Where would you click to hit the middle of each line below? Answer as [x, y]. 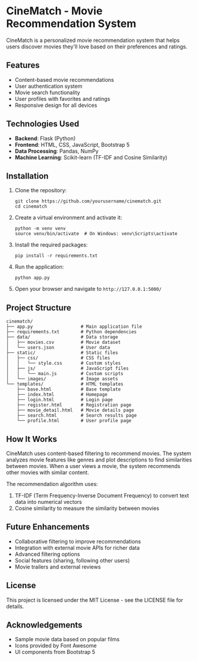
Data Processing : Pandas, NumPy [57, 151]
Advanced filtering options [47, 554]
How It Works [32, 439]
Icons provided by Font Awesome [56, 645]
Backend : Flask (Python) [45, 138]
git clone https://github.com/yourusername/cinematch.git [88, 201]
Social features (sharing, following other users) [72, 560]
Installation [27, 176]
